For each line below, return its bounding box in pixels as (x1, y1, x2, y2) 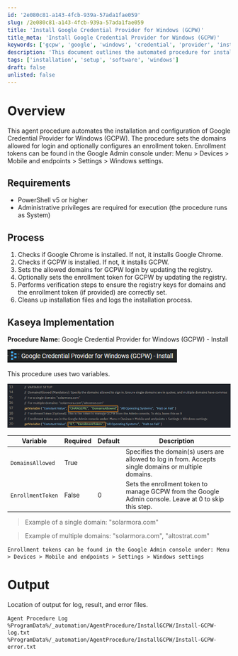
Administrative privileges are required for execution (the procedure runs (17, 203, 228, 212)
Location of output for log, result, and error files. (7, 601, 149, 609)
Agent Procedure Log (7, 615, 69, 623)
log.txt (7, 629, 30, 637)
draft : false (7, 64, 46, 71)
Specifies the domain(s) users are (125, 447, 225, 456)
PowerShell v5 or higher (17, 196, 89, 204)
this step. (125, 502, 153, 510)
